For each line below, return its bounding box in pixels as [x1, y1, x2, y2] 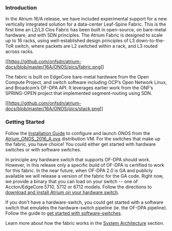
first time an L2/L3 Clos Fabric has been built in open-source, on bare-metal [5, 27, 167, 33]
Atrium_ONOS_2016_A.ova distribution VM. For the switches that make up [5, 136, 161, 142]
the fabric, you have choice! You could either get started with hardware [5, 141, 156, 147]
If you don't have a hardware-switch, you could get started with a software [5, 199, 163, 205]
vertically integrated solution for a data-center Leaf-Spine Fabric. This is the [5, 21, 166, 27]
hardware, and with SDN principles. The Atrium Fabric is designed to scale [5, 32, 163, 38]
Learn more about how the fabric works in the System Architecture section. [5, 220, 165, 226]
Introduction [5, 4, 37, 11]
